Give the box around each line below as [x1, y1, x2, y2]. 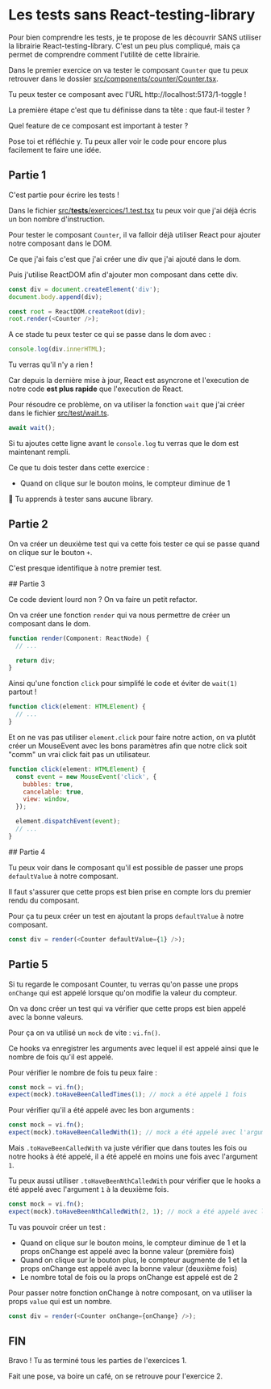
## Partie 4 [8, 847, 46, 857]
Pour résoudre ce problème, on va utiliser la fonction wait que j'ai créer [8, 400, 245, 410]
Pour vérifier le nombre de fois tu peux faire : [8, 1067, 157, 1077]
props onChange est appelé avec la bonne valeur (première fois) [19, 1246, 236, 1256]
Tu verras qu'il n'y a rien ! [8, 360, 93, 369]
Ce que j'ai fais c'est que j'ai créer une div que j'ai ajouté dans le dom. [8, 254, 242, 263]
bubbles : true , [23, 780, 74, 789]
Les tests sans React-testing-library [8, 6, 256, 24]
